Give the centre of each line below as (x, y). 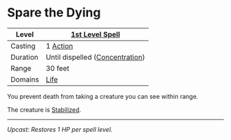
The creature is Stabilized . (44, 109)
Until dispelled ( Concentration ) (96, 57)
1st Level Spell (96, 34)
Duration (25, 57)
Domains (25, 79)
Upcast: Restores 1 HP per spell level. (60, 129)
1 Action (59, 46)
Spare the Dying (54, 13)
